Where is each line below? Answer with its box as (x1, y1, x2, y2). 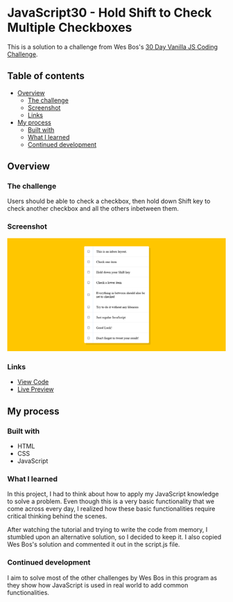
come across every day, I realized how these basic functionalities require (7, 505, 216, 513)
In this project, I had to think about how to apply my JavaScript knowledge (7, 490, 219, 498)
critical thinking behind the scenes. (7, 512, 107, 521)
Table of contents (7, 70, 85, 82)
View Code (17, 377, 49, 387)
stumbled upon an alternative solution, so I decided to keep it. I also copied (7, 533, 222, 542)
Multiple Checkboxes (7, 19, 132, 35)
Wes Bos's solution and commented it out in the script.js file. (7, 540, 180, 548)
